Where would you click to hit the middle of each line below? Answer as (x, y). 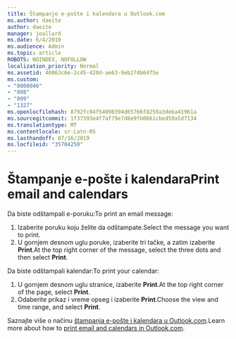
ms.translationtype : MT (42, 125)
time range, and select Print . (59, 307)
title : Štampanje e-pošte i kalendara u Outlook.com (86, 14)
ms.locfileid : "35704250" (45, 145)
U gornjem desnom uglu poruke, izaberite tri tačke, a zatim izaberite (116, 243)
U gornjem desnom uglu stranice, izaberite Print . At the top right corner (120, 285)
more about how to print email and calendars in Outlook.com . (96, 328)
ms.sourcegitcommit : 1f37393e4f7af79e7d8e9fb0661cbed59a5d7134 (102, 118)
